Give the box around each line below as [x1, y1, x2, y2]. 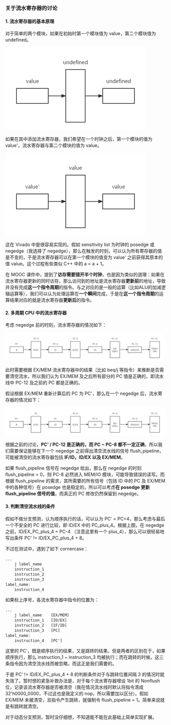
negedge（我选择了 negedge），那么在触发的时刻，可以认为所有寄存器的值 [5, 248, 162, 254]
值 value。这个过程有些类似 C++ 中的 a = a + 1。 [5, 261, 107, 267]
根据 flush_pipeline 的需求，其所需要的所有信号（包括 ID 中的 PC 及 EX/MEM [5, 478, 165, 484]
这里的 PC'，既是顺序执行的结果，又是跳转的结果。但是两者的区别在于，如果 [5, 647, 166, 654]
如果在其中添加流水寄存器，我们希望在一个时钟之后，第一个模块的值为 [5, 136, 153, 142]
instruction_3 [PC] [14, 628, 60, 633]
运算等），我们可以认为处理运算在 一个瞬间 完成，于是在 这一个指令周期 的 [9, 291, 159, 297]
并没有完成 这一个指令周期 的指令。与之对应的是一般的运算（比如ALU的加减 [5, 284, 161, 290]
